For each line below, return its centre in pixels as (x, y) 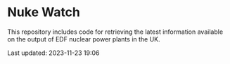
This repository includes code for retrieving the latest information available (115, 32)
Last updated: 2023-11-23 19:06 (53, 53)
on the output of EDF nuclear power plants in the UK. (84, 39)
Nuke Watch (44, 12)
